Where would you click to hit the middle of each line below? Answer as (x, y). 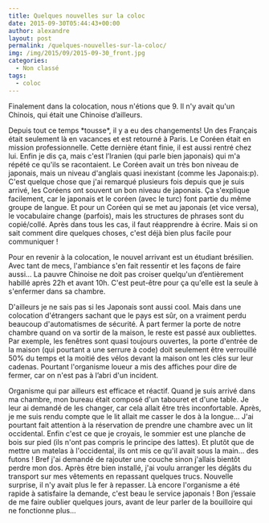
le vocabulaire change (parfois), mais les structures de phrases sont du (126, 216)
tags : (17, 76)
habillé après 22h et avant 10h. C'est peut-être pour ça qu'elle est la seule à (133, 282)
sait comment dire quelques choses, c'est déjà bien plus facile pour (120, 233)
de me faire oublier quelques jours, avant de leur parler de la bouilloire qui (130, 502)
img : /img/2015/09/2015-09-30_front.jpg (77, 53)
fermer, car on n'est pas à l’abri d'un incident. (84, 375)
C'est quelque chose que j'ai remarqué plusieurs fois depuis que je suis (126, 181)
